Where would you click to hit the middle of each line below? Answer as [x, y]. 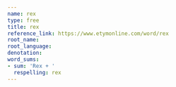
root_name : [23, 40]
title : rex [23, 27]
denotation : [25, 53]
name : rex [22, 14]
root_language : [30, 46]
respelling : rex [37, 72]
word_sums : [23, 60]
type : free [23, 20]
